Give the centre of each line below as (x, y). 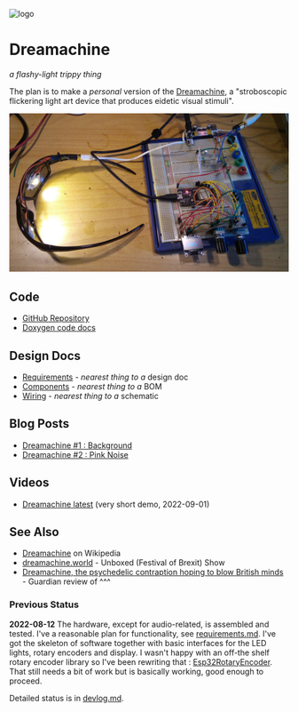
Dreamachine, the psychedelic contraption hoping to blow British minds (153, 572)
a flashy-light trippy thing (55, 74)
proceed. (26, 681)
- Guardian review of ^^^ (66, 581)
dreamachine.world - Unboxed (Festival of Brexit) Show (123, 563)
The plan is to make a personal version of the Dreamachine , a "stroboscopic (149, 91)
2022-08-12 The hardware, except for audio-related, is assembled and (139, 624)
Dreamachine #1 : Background (77, 445)
